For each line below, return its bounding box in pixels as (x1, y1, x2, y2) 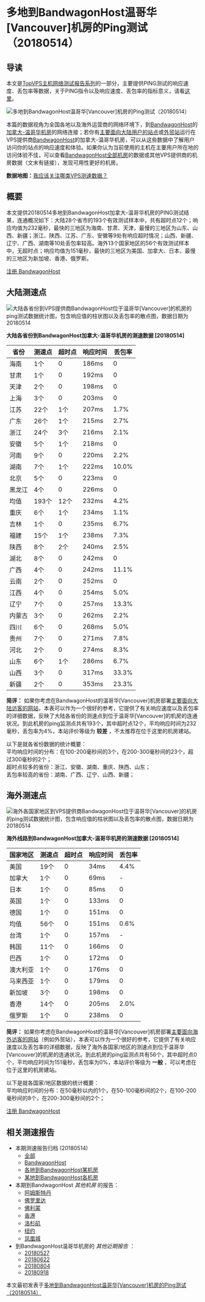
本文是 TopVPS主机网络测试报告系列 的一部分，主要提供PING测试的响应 (6, 80, 184, 87)
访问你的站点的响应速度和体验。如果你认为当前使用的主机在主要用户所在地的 (6, 144, 199, 151)
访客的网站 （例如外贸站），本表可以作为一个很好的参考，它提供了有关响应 (11, 1036, 196, 1043)
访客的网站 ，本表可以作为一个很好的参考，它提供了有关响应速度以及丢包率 (11, 704, 199, 712)
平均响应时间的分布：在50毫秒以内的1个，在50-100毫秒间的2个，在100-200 (6, 1087, 196, 1094)
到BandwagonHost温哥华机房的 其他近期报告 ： (15, 1243, 135, 1250)
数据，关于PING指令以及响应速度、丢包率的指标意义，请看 (38, 87, 185, 95)
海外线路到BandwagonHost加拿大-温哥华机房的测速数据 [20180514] (6, 834, 179, 842)
